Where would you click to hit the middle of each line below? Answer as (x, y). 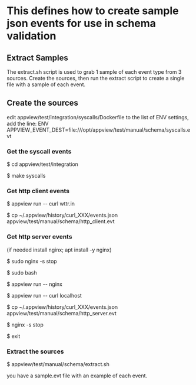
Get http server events (39, 237)
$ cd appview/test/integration (43, 164)
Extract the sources (35, 351)
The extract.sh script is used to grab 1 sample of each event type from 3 (94, 72)
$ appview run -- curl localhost (44, 295)
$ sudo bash (22, 272)
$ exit (14, 336)
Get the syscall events (39, 151)
